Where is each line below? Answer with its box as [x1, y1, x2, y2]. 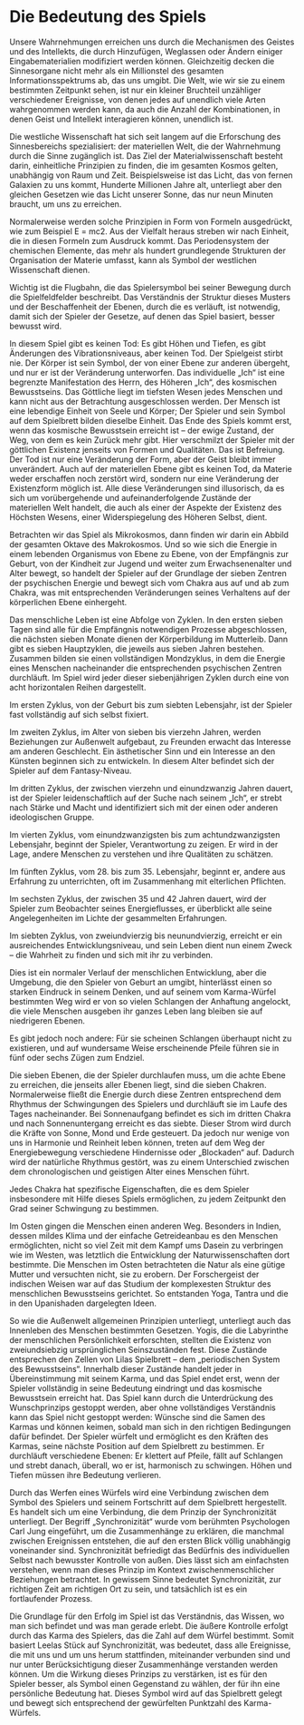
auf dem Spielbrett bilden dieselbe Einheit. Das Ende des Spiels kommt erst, [9, 415, 292, 426]
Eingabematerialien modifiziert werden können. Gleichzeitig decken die [9, 55, 275, 66]
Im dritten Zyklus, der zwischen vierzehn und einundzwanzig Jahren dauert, [9, 782, 294, 793]
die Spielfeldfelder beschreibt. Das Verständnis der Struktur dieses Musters [9, 291, 291, 302]
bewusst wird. [9, 320, 62, 331]
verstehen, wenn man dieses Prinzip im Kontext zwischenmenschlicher [9, 1563, 274, 1575]
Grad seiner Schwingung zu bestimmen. [9, 1202, 159, 1213]
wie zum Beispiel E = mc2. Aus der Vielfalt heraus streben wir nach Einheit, [9, 225, 290, 237]
